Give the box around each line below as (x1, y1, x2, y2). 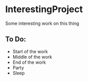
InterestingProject (5, 4, 83, 15)
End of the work (12, 59, 47, 65)
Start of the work (12, 48, 48, 54)
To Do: (5, 35, 26, 44)
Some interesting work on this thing (5, 20, 79, 26)
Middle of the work (12, 54, 52, 60)
